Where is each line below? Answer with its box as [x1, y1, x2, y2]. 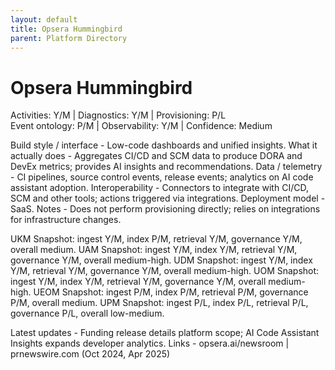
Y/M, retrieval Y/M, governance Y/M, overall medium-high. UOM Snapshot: [10, 265, 320, 277]
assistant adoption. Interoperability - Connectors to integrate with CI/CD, [10, 182, 309, 194]
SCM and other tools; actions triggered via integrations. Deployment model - [10, 192, 326, 205]
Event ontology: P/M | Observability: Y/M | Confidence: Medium [10, 120, 273, 132]
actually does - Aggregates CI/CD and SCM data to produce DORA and [10, 150, 303, 162]
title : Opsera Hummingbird [10, 24, 123, 34]
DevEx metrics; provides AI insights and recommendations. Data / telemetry [10, 161, 323, 173]
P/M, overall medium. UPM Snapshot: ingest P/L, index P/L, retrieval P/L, [10, 297, 309, 309]
